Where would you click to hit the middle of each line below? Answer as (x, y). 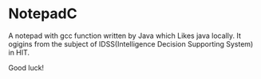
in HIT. (19, 52)
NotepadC (43, 14)
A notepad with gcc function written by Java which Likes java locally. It (125, 36)
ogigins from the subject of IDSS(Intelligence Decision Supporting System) (131, 43)
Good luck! (26, 67)
